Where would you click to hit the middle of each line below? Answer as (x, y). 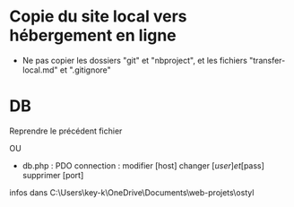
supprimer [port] (53, 175)
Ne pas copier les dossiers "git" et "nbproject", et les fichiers (135, 60)
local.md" (40, 70)
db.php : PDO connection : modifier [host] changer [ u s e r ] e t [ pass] (143, 165)
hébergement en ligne (93, 35)
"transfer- (268, 60)
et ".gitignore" (86, 70)
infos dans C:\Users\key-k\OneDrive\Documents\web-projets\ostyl (132, 192)
